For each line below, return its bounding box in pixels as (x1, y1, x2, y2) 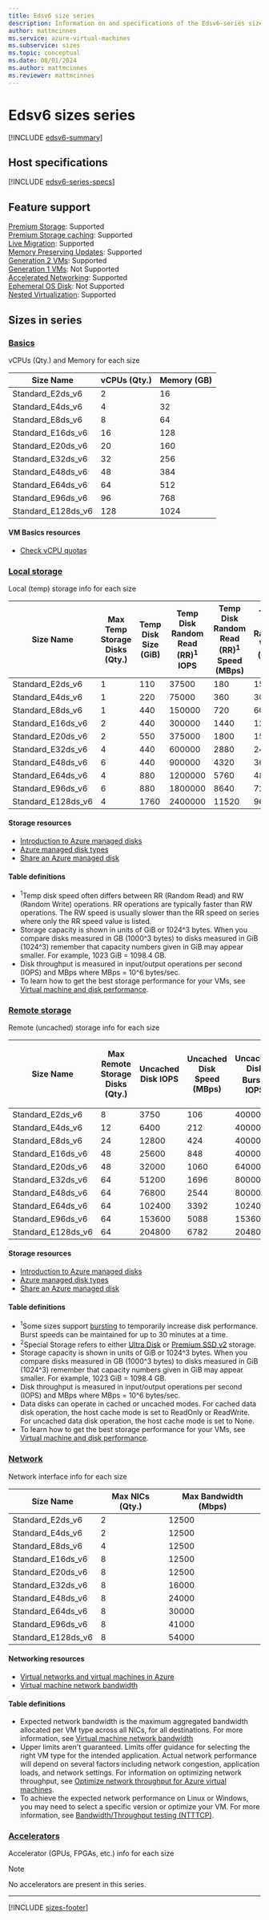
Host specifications (8, 156, 108, 169)
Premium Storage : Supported (8, 222, 105, 231)
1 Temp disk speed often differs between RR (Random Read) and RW (19, 889, 244, 900)
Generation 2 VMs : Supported (8, 256, 107, 266)
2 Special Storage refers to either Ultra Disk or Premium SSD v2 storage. (19, 1338, 256, 1349)
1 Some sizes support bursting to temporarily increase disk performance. (19, 1320, 259, 1331)
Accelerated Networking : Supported (8, 273, 128, 283)
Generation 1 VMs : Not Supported (8, 264, 119, 274)
